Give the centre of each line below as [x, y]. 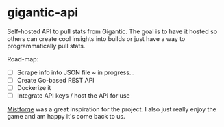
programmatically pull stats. [46, 46]
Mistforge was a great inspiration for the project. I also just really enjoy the [112, 109]
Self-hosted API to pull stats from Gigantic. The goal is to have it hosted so [112, 31]
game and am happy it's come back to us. [66, 117]
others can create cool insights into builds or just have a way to [96, 38]
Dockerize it [34, 88]
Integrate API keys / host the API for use [73, 96]
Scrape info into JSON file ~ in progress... [76, 72]
